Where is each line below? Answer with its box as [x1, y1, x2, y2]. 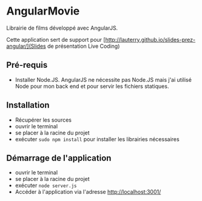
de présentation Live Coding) [47, 42, 120, 50]
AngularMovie [6, 4, 80, 18]
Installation [6, 100, 50, 110]
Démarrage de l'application [6, 153, 112, 163]
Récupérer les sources [15, 116, 72, 124]
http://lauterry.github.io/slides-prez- [105, 36, 196, 43]
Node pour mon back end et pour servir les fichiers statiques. [15, 82, 169, 90]
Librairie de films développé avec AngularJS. [6, 24, 118, 31]
